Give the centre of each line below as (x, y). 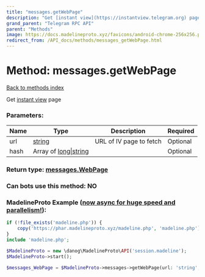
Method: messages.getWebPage (92, 71)
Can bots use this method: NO (52, 186)
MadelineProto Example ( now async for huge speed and (91, 202)
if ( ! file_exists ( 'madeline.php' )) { (54, 223)
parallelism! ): (27, 210)
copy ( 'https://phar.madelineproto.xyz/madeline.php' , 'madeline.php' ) (109, 229)
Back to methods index (35, 87)
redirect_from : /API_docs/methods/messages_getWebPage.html (85, 40)
